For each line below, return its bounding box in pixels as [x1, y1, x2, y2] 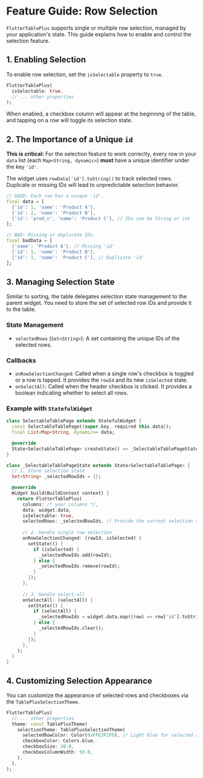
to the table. [6, 306, 36, 313]
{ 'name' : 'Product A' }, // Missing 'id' [11, 243, 115, 249]
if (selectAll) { [33, 608, 77, 615]
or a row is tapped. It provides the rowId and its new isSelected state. [14, 376, 188, 384]
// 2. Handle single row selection [22, 529, 112, 536]
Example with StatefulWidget [6, 404, 92, 413]
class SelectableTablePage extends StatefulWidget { [6, 418, 142, 424]
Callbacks [6, 356, 36, 364]
